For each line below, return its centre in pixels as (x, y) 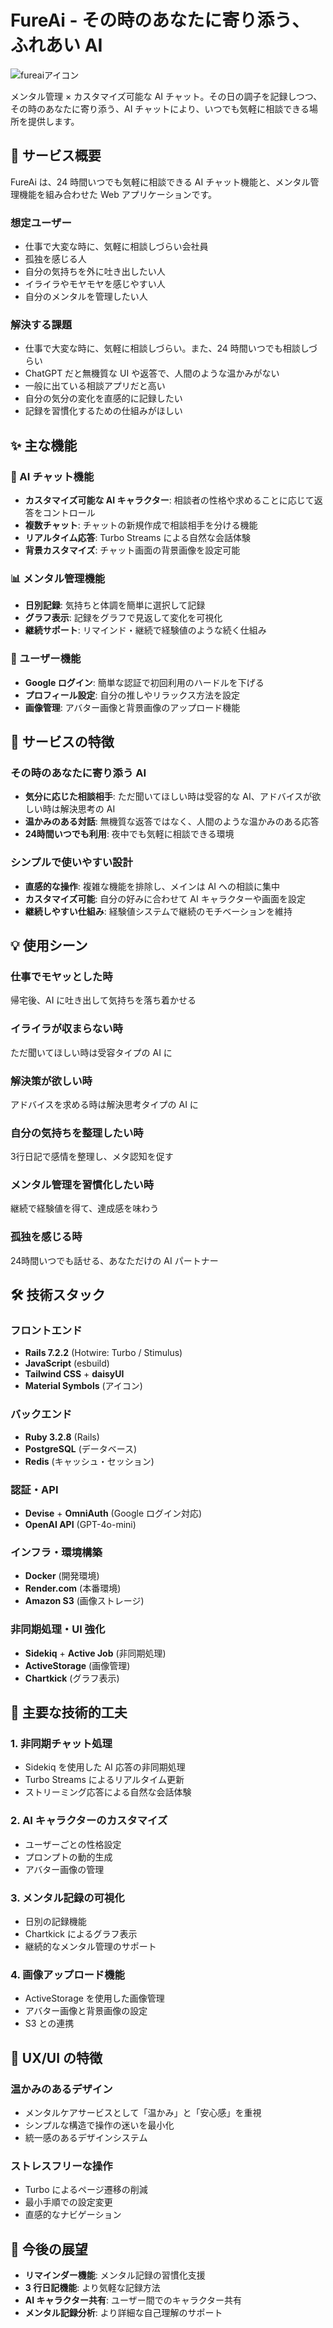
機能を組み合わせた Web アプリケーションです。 (118, 194)
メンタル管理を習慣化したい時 (82, 1185)
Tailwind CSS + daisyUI (74, 1374)
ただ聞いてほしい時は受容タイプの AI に (91, 1052)
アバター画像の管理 (64, 1869)
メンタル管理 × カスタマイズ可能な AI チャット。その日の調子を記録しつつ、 (166, 96)
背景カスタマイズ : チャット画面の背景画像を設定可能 (132, 550)
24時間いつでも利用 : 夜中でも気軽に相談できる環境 (129, 834)
